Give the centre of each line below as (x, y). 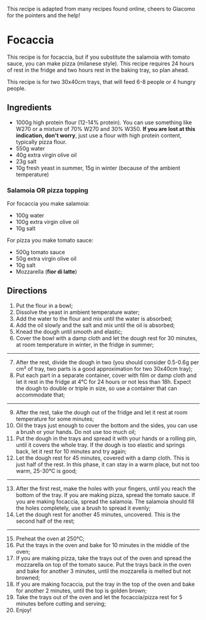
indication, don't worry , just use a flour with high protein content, (99, 135)
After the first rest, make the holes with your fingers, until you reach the (106, 488)
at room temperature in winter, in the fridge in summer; (85, 345)
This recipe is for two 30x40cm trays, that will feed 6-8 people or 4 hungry (101, 81)
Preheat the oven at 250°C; (50, 539)
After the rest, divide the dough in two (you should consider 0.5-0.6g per (107, 362)
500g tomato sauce (40, 252)
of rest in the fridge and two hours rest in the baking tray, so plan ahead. (98, 70)
